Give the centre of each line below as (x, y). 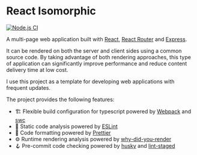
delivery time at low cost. (37, 69)
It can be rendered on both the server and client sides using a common (94, 51)
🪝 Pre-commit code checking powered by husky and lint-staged (95, 145)
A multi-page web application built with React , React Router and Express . (97, 39)
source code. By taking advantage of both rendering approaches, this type (98, 57)
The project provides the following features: (60, 99)
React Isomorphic (51, 11)
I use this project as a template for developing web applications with (90, 81)
